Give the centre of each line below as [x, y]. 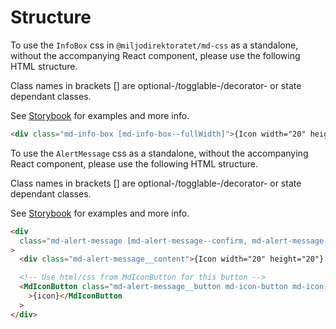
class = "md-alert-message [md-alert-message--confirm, [133, 241]
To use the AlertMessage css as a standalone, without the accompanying [159, 153]
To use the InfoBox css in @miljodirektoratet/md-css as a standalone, [154, 45]
